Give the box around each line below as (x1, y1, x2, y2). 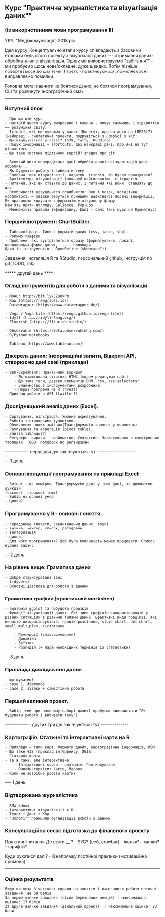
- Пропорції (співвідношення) (14, 632, 76, 637)
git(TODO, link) (5, 261, 35, 267)
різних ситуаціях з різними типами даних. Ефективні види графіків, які (5, 615, 157, 620)
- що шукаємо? (5, 677, 34, 682)
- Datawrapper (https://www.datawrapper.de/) (5, 302, 100, 307)
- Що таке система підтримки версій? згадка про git (5, 150, 115, 156)
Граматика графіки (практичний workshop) (5, 595, 115, 602)
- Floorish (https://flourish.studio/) (5, 319, 87, 324)
